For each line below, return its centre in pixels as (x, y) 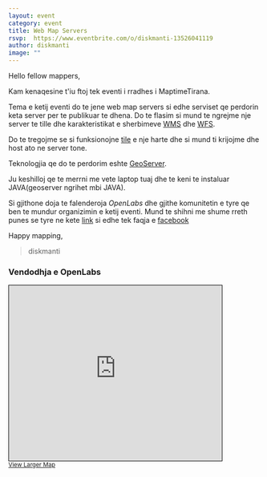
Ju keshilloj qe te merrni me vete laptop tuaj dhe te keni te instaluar (119, 179)
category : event (35, 23)
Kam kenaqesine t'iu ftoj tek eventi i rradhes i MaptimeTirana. (109, 91)
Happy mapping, (36, 236)
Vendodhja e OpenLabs (55, 272)
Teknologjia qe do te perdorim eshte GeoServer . (87, 164)
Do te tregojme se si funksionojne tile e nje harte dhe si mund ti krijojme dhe (134, 139)
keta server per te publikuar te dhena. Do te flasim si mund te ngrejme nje (129, 115)
